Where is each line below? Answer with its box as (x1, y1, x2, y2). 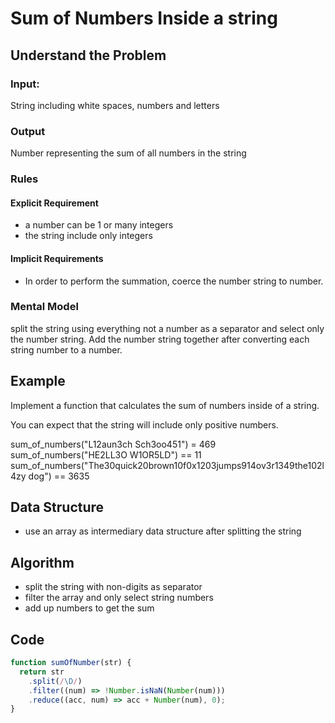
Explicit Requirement (10, 197, 99, 209)
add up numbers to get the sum (24, 602, 155, 614)
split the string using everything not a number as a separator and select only (10, 322, 325, 334)
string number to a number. (10, 343, 123, 356)
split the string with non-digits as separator (24, 581, 203, 593)
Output (10, 124, 46, 138)
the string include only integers (24, 230, 153, 242)
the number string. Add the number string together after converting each (10, 333, 310, 345)
